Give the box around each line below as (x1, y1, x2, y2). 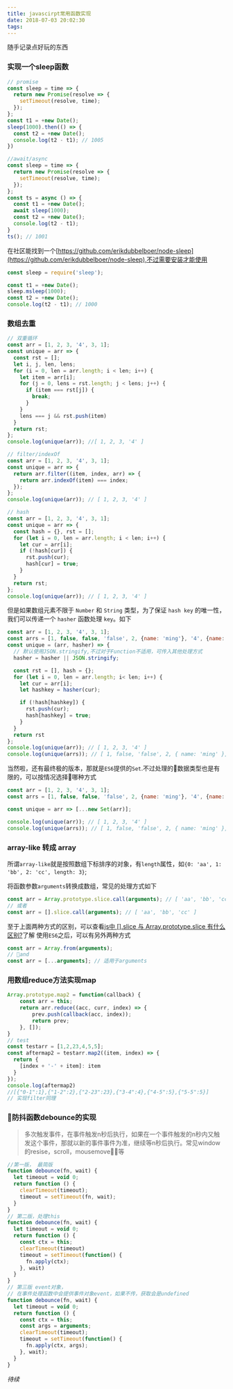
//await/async (7, 156, 49, 163)
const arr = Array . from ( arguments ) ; (7, 945, 113, 952)
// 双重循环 (7, 335, 38, 342)
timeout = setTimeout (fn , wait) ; (19, 1193, 116, 1200)
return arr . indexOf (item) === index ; (19, 477, 129, 484)
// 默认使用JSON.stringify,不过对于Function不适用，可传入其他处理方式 (13, 648, 203, 656)
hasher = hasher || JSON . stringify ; (13, 654, 119, 661)
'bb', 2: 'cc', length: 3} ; (7, 867, 87, 876)
